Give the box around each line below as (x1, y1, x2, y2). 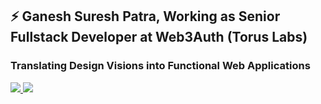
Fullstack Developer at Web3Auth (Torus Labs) (10, 29, 308, 46)
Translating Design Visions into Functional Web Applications (10, 59, 311, 73)
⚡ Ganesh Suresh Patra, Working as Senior (10, 8, 281, 25)
